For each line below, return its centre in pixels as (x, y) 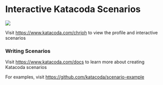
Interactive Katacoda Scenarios (73, 9)
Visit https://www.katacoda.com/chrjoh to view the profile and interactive (81, 32)
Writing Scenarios (28, 51)
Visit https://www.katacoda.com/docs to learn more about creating (75, 62)
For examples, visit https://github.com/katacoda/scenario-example (75, 77)
